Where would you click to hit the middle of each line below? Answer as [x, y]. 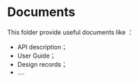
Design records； [42, 64]
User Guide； [36, 56]
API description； [42, 47]
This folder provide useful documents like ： [70, 32]
